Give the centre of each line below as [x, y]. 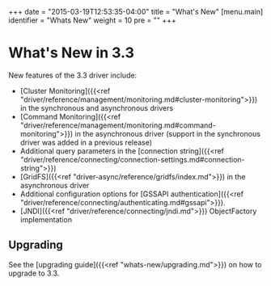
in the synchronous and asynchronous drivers [97, 107]
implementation [46, 219]
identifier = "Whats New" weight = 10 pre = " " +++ [92, 20]
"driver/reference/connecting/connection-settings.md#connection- [132, 159]
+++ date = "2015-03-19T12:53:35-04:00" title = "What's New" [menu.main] [136, 12]
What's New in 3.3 [72, 53]
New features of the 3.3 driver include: [73, 75]
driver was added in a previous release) [86, 142]
